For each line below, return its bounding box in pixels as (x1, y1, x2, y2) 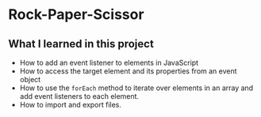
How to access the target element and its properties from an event (19, 66, 237, 76)
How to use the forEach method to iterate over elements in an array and (19, 83, 254, 92)
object (19, 75, 41, 84)
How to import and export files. (19, 100, 121, 109)
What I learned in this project (8, 37, 155, 51)
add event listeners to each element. (19, 92, 140, 100)
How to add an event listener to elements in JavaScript (19, 58, 199, 67)
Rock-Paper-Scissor (8, 6, 144, 24)
